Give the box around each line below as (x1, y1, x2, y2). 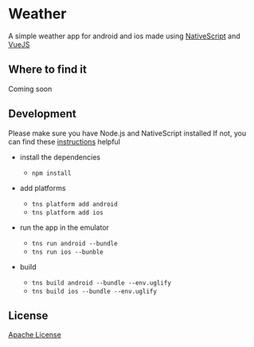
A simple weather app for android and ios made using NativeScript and (8, 31, 240, 41)
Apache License (8, 330, 61, 340)
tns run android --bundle (31, 239, 118, 247)
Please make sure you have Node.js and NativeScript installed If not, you (8, 128, 247, 138)
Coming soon (8, 84, 53, 93)
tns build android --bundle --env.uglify (31, 278, 171, 287)
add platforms (19, 183, 66, 192)
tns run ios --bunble (31, 248, 104, 256)
